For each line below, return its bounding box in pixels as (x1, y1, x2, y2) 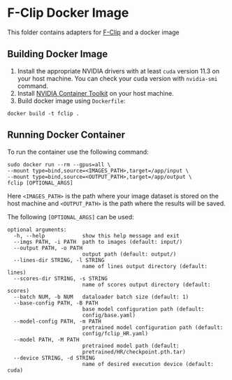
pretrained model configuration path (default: (82, 323, 224, 331)
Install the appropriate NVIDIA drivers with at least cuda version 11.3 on (17, 66, 220, 75)
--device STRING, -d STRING (13, 354, 96, 361)
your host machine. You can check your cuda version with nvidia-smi (17, 74, 218, 82)
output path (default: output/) (82, 250, 177, 258)
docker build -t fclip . (7, 110, 80, 117)
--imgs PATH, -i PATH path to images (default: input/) (13, 238, 183, 245)
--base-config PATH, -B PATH (13, 299, 99, 307)
